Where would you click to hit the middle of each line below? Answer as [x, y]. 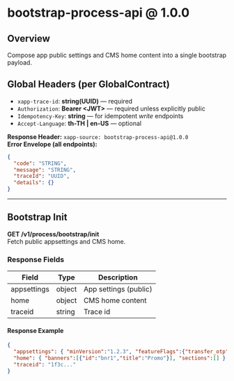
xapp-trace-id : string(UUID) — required [75, 101]
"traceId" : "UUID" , [42, 176]
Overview [29, 39]
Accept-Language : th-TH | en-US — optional [79, 123]
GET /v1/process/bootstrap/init [53, 234]
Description [118, 277]
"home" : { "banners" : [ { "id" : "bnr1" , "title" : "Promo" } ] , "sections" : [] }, [121, 358]
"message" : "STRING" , [45, 170]
